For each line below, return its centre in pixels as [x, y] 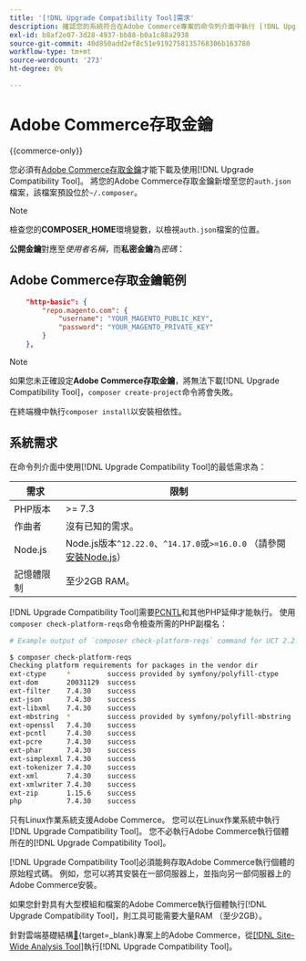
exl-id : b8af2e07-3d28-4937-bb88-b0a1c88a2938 [99, 35]
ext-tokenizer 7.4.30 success [73, 768]
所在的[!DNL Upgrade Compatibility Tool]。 [90, 843]
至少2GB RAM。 [100, 580]
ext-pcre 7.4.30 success [73, 742]
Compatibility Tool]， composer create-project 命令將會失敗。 [124, 392]
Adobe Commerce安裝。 [56, 885]
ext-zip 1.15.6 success [73, 793]
